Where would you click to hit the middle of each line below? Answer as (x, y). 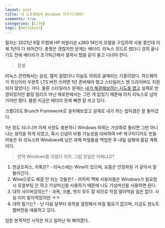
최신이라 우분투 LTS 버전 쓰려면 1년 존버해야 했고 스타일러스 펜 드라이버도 (81, 82)
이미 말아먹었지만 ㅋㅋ (39, 198)
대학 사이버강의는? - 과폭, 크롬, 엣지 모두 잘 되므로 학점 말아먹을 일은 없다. (83, 192)
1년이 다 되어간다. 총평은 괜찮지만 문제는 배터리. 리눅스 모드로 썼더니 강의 (80, 49)
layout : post (18, 10)
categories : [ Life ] (25, 23)
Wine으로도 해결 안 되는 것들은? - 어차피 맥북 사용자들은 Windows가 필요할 (85, 179)
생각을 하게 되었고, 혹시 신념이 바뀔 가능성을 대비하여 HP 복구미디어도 (81, 134)
